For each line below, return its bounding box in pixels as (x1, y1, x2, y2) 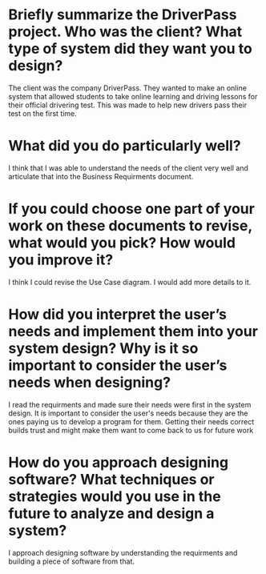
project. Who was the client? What (8, 22, 243, 41)
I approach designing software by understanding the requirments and (8, 548, 238, 557)
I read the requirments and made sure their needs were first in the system (8, 399, 252, 409)
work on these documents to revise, (8, 217, 252, 235)
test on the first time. (8, 108, 78, 118)
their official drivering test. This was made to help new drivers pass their (8, 100, 247, 110)
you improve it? (8, 251, 114, 269)
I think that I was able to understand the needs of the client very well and (8, 163, 248, 173)
